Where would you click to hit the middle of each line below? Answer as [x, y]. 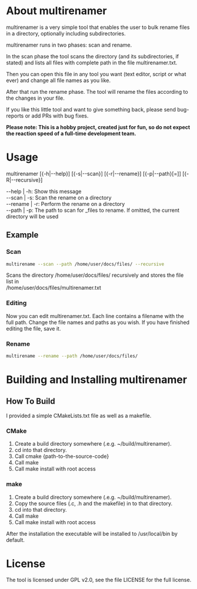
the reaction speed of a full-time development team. [71, 133]
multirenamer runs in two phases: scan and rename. [69, 45]
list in [13, 282]
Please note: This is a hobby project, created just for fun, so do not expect [98, 127]
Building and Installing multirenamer [96, 380]
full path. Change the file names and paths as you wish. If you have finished [98, 322]
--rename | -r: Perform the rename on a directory [66, 204]
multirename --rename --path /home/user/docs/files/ [72, 356]
